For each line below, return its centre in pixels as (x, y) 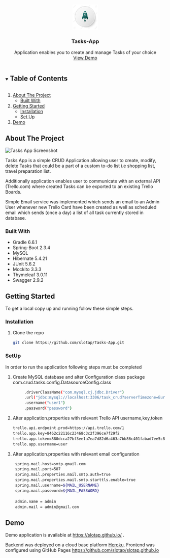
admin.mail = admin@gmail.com (47, 507)
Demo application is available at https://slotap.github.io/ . (65, 535)
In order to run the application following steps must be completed (74, 367)
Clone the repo (28, 333)
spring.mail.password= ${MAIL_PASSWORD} (57, 491)
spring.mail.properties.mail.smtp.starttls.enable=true (75, 480)
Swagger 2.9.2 (28, 280)
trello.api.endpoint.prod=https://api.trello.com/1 (68, 428)
